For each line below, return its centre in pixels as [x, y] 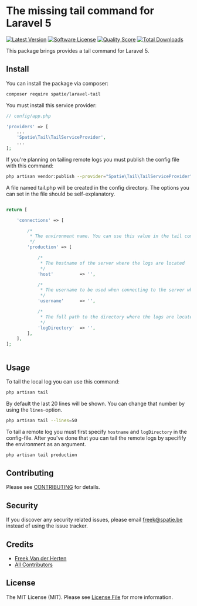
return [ [17, 210]
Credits [20, 544]
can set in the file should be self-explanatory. [61, 194]
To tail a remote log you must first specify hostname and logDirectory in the [97, 432]
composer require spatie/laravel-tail [53, 94]
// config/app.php [28, 116]
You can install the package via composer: [57, 83]
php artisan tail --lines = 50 [42, 420]
